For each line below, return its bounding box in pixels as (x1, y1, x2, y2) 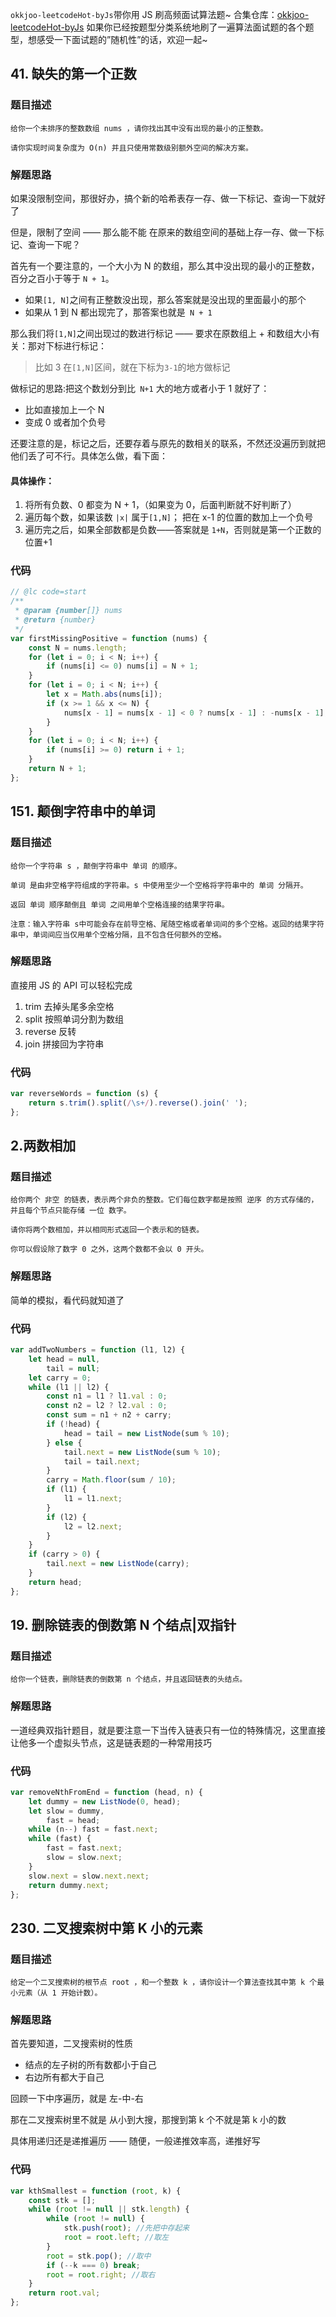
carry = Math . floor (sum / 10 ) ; (46, 1475, 177, 1485)
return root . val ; (28, 2288, 101, 2298)
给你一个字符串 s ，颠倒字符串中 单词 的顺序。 (10, 861, 182, 871)
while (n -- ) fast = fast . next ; (28, 1824, 159, 1835)
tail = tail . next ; (63, 1456, 141, 1467)
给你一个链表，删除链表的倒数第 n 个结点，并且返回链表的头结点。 (10, 1674, 248, 1685)
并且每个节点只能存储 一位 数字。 (10, 1206, 132, 1216)
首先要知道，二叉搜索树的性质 (10, 2038, 133, 2050)
